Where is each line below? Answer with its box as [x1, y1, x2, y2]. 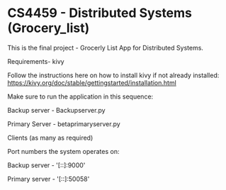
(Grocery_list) [7, 20, 90, 36]
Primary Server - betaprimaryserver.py [7, 119, 120, 128]
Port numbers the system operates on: [7, 147, 120, 155]
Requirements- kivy [7, 57, 65, 65]
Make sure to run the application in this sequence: [7, 92, 154, 101]
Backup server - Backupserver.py [7, 106, 106, 114]
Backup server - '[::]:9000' [7, 161, 86, 169]
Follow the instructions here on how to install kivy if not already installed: [7, 71, 220, 79]
